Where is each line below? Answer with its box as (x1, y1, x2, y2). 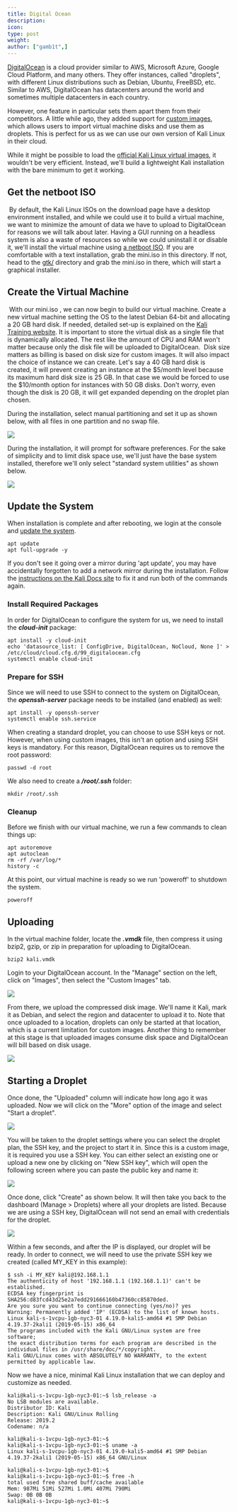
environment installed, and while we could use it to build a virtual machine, (7, 212, 225, 221)
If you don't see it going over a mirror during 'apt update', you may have (7, 559, 217, 568)
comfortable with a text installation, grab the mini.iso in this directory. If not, (7, 250, 228, 259)
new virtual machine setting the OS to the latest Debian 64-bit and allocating (7, 312, 230, 321)
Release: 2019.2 (7, 1417, 55, 1424)
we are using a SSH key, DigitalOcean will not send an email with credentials (7, 1207, 230, 1216)
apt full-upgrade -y (7, 547, 69, 554)
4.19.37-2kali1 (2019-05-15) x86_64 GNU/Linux (7, 1454, 147, 1461)
